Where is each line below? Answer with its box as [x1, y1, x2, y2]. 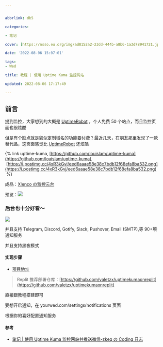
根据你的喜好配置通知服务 [5, 313, 56, 318]
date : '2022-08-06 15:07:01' [5, 50, 64, 56]
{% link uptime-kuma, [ [5, 151, 51, 157]
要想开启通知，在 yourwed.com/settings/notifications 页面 [5, 302, 121, 308]
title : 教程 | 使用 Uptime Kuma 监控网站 [5, 73, 84, 78]
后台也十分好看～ [5, 205, 45, 212]
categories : [5, 24, 29, 29]
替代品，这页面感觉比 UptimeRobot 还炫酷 [5, 141, 89, 147]
